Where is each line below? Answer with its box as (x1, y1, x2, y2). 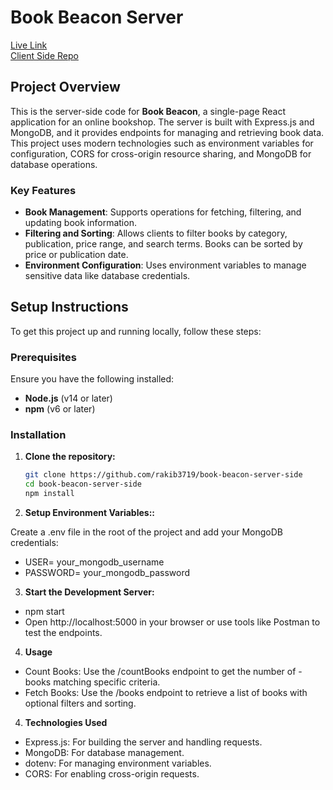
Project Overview (10, 79, 121, 96)
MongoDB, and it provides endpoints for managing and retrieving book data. (10, 126, 325, 138)
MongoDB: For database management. (24, 747, 185, 759)
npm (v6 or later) (24, 403, 96, 415)
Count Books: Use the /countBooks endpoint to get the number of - (24, 666, 303, 678)
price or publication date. (24, 249, 129, 261)
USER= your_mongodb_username (24, 556, 165, 568)
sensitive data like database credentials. (24, 270, 191, 282)
